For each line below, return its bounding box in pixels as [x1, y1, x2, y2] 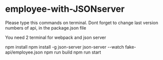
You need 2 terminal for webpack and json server [5, 34, 106, 40]
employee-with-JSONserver [5, 3, 125, 15]
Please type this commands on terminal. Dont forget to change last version [5, 20, 159, 26]
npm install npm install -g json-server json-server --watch [5, 44, 124, 50]
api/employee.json [5, 49, 43, 55]
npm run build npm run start [44, 49, 101, 55]
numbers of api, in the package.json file [5, 25, 86, 30]
